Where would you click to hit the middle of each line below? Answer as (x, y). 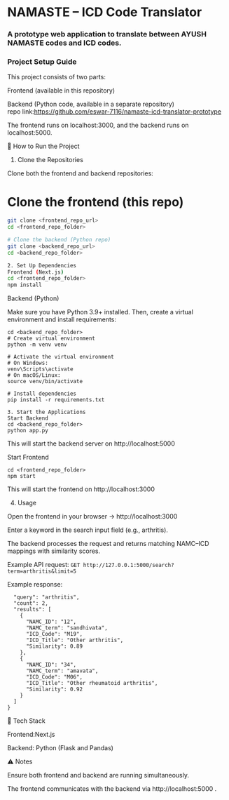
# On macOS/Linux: (34, 375)
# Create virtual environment (51, 339)
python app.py (28, 431)
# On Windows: (28, 363)
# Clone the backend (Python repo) (59, 240)
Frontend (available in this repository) (61, 91)
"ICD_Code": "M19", (54, 634)
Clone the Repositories (50, 160)
